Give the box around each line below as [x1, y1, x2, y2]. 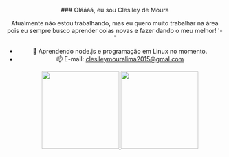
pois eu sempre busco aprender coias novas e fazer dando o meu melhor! [7, 27, 217, 34]
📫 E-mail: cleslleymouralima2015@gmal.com [56, 55, 184, 63]
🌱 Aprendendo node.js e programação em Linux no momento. [32, 48, 208, 55]
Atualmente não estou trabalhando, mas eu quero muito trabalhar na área [11, 19, 219, 27]
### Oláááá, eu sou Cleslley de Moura [61, 6, 169, 14]
